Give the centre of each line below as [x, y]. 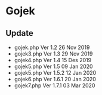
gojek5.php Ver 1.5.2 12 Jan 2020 [55, 73]
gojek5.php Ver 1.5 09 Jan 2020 [53, 66]
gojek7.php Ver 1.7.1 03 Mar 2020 [55, 85]
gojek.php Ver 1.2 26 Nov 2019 [52, 47]
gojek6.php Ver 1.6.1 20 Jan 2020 [55, 79]
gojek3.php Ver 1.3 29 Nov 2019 [53, 54]
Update [20, 33]
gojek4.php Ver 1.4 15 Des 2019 [53, 60]
